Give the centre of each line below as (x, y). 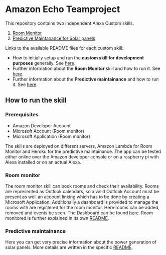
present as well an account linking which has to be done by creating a (77, 197)
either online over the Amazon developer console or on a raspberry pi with (82, 156)
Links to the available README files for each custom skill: (64, 48)
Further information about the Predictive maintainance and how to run (86, 79)
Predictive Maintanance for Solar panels (54, 38)
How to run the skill (36, 100)
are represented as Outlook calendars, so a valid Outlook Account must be (82, 191)
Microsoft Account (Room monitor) (48, 131)
